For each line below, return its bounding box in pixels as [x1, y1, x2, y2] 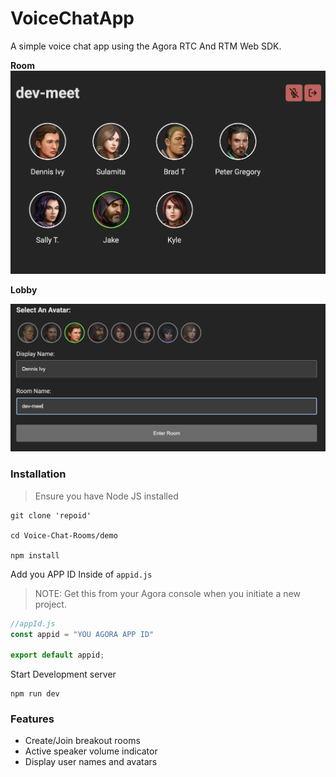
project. [34, 598, 67, 610]
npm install [10, 550, 60, 561]
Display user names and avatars [24, 756, 158, 768]
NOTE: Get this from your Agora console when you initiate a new [34, 587, 301, 599]
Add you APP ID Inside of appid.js [10, 568, 153, 580]
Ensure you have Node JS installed [34, 490, 179, 502]
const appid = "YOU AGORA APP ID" [10, 629, 155, 639]
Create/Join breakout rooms [24, 735, 141, 747]
